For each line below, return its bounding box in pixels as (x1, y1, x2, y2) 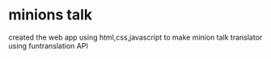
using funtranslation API (8, 40, 89, 50)
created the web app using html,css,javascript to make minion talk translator (8, 32, 263, 42)
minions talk (8, 6, 93, 24)
